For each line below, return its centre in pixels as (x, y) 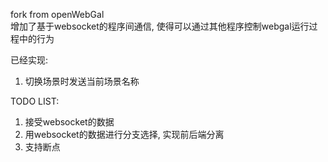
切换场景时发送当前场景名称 (82, 81)
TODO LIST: (35, 101)
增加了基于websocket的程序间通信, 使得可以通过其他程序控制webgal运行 (160, 26)
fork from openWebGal (57, 14)
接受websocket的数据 (69, 122)
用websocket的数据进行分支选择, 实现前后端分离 (124, 134)
